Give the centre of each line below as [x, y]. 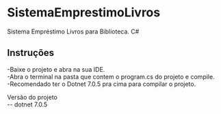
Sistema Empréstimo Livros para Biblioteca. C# [73, 31]
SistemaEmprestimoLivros [84, 13]
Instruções [31, 53]
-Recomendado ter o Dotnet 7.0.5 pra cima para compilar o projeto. [102, 84]
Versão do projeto [32, 97]
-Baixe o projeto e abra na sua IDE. [56, 69]
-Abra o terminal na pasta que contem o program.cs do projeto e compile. [111, 76]
